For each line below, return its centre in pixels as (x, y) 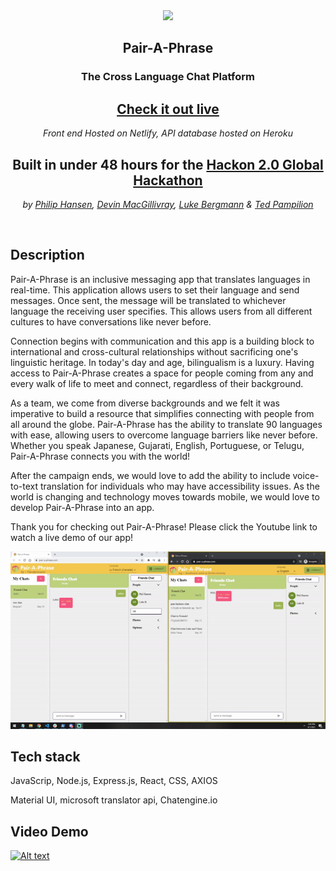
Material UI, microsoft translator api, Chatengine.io (114, 800)
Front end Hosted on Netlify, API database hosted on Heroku (168, 133)
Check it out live (168, 109)
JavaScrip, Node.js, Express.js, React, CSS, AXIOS (114, 781)
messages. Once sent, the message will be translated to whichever (148, 300)
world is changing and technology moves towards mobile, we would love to (165, 496)
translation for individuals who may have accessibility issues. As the (180, 486)
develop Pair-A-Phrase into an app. (82, 507)
